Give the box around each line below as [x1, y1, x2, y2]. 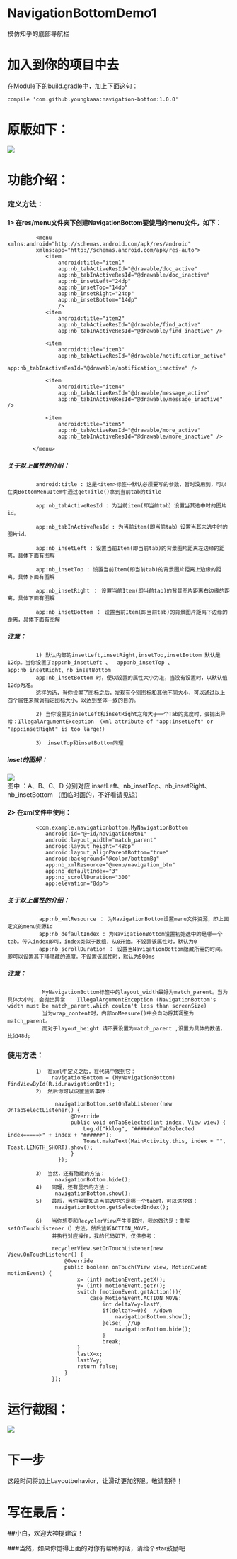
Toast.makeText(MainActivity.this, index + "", [83, 1137, 226, 1145]
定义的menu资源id [7, 923, 53, 930]
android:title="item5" [57, 421, 125, 428]
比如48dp [7, 1032, 31, 1040]
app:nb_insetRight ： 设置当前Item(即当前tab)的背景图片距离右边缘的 [35, 588, 225, 595]
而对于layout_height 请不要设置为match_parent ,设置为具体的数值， [42, 1025, 226, 1032]
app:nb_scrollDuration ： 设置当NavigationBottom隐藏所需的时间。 [38, 946, 226, 953]
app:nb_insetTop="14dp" [57, 284, 129, 292]
